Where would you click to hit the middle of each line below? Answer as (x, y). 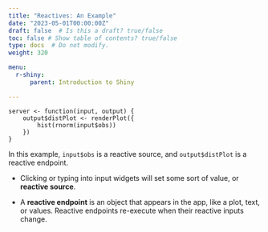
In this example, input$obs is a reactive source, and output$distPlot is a (128, 154)
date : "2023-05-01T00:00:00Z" (59, 23)
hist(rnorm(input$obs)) (77, 125)
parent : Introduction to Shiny (82, 82)
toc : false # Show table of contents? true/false (93, 38)
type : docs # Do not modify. (59, 46)
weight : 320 (28, 53)
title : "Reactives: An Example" (62, 16)
